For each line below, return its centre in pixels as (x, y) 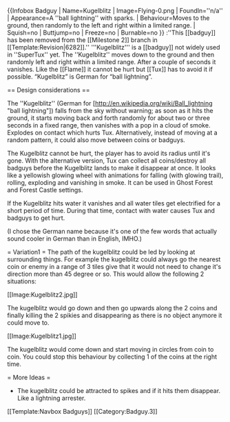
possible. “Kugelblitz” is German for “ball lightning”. (80, 77)
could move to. (28, 323)
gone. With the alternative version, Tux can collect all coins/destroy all (107, 161)
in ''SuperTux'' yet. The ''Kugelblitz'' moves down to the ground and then (111, 54)
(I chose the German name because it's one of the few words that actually (112, 231)
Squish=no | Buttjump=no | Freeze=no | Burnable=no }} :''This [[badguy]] (111, 32)
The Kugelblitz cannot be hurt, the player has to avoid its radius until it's (109, 153)
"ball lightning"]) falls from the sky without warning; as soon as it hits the (110, 111)
